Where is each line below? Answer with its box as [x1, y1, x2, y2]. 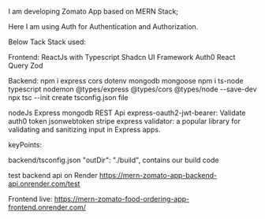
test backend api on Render [8, 171, 99, 180]
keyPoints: [8, 140, 42, 149]
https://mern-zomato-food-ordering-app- [54, 195, 190, 203]
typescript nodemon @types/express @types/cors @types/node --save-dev [8, 84, 257, 94]
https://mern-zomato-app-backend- [99, 171, 218, 180]
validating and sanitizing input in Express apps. [8, 125, 161, 134]
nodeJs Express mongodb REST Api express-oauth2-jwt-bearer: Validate [8, 108, 246, 117]
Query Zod [8, 61, 43, 70]
